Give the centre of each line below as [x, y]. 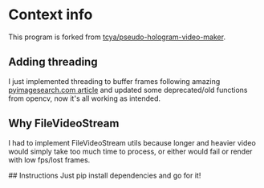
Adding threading [53, 62]
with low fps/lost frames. [49, 160]
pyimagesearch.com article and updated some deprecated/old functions [128, 90]
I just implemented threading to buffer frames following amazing [114, 81]
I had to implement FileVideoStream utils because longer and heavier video [132, 142]
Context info [51, 15]
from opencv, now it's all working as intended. [85, 98]
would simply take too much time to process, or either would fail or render [130, 151]
